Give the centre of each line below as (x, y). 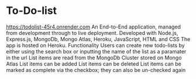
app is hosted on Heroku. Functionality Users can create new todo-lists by (96, 45)
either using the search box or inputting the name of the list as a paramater (96, 51)
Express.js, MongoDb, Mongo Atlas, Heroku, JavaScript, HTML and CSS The (98, 39)
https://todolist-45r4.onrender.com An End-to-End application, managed (94, 27)
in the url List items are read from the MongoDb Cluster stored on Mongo (94, 58)
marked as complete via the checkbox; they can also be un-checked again (96, 70)
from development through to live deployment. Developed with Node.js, (92, 33)
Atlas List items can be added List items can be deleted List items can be (94, 64)
